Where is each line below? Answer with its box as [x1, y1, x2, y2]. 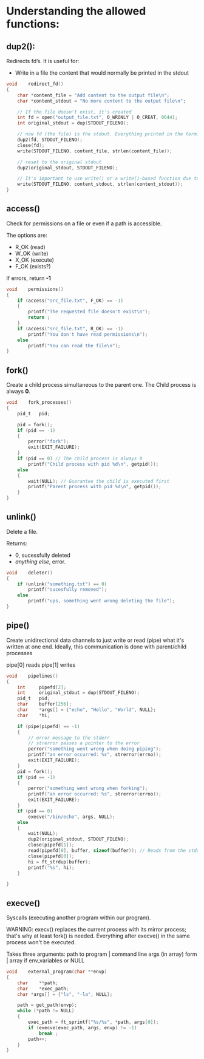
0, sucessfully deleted [15, 551, 71, 559]
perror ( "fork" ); [28, 438, 69, 444]
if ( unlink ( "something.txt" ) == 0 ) [17, 581, 107, 587]
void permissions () [6, 286, 64, 292]
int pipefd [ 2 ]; [17, 684, 67, 690]
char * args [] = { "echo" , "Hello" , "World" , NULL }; [17, 707, 156, 713]
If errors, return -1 [6, 274, 51, 282]
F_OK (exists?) [15, 262, 51, 270]
